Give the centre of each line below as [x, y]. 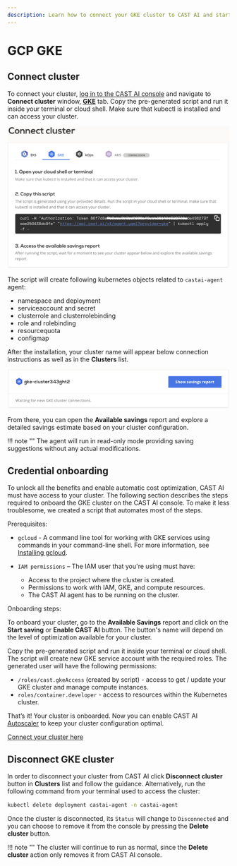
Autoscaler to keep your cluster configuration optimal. [86, 723]
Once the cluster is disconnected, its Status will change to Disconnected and [118, 818]
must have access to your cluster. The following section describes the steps [118, 495]
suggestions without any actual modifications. [74, 449]
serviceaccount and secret [56, 308]
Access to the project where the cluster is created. [101, 580]
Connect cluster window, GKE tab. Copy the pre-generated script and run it [118, 101]
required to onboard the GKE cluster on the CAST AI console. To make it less [119, 503]
